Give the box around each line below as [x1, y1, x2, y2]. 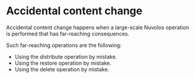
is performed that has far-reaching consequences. [6, 30, 129, 37]
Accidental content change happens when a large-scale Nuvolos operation [6, 24, 190, 31]
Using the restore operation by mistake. [14, 59, 111, 67]
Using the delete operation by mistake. [14, 65, 110, 72]
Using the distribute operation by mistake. [14, 53, 117, 60]
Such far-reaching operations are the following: [6, 42, 122, 49]
